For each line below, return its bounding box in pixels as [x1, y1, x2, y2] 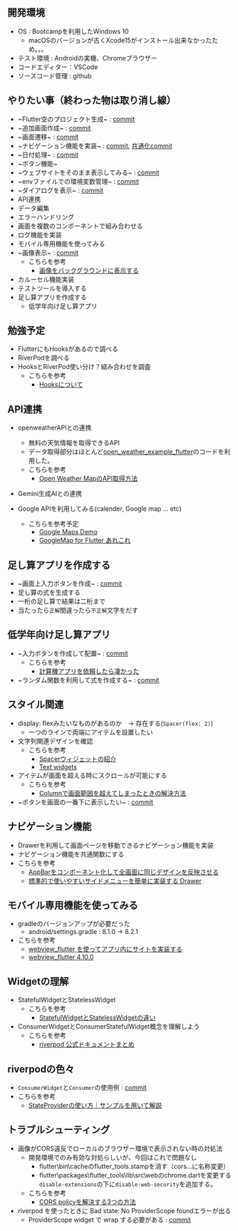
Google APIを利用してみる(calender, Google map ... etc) [17, 504, 182, 513]
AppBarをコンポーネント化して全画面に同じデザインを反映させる [28, 868, 219, 876]
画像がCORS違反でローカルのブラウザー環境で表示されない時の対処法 [17, 1144, 223, 1153]
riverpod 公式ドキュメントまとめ [38, 1040, 135, 1049]
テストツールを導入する [17, 284, 87, 292]
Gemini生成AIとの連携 [17, 489, 82, 498]
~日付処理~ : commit [17, 150, 79, 159]
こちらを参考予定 [28, 519, 79, 529]
